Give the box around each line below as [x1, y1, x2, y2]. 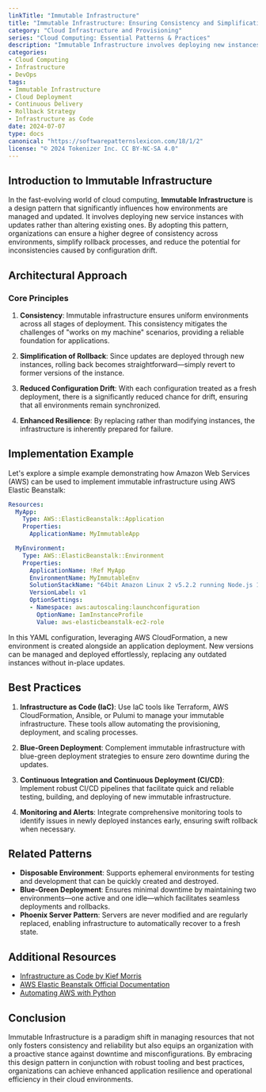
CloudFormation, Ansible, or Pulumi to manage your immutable [19, 710, 224, 720]
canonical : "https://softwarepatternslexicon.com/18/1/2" [8, 137, 203, 145]
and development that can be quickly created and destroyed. [19, 877, 219, 886]
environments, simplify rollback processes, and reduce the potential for [8, 237, 241, 247]
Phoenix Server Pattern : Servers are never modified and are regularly [19, 910, 248, 920]
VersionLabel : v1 [28, 588, 87, 596]
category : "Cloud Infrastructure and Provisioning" [8, 26, 182, 34]
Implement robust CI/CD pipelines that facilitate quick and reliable [19, 783, 234, 793]
